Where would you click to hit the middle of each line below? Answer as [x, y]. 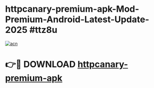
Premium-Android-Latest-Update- [77, 19]
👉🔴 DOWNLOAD [40, 64]
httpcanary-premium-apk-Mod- [72, 9]
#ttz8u [44, 30]
